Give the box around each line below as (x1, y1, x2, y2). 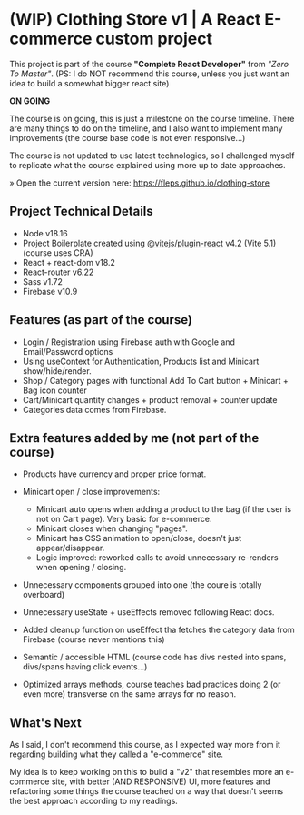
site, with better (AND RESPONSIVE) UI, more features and (51, 776, 270, 787)
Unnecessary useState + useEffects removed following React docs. (22, 607, 275, 618)
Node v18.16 (22, 227, 68, 238)
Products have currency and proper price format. (22, 468, 207, 479)
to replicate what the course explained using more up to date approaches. (9, 159, 286, 170)
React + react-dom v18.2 (22, 257, 116, 267)
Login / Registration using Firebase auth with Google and (22, 337, 236, 347)
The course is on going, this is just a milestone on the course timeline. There (9, 113, 295, 124)
